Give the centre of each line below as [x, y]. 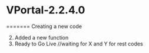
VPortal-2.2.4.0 [46, 10]
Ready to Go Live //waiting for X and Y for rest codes [79, 44]
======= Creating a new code [44, 26]
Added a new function [42, 37]
